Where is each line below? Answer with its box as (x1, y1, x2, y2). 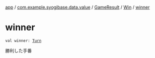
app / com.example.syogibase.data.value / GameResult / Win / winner (5, 4, 150, 10)
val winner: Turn (5, 38, 42, 43)
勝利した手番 (5, 47, 32, 53)
